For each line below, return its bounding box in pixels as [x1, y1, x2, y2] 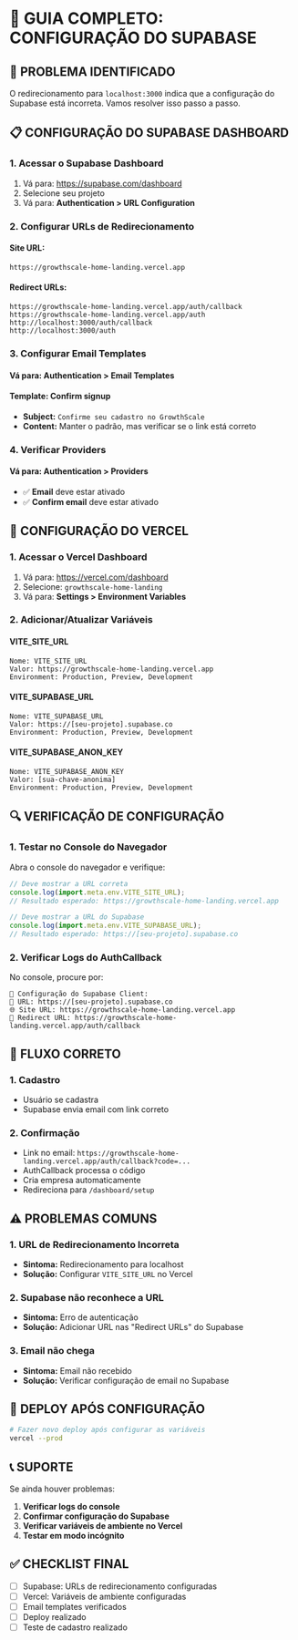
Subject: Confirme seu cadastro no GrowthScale [22, 410, 205, 422]
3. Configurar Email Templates [9, 346, 147, 359]
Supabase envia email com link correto [22, 1104, 170, 1115]
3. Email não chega [9, 1345, 96, 1357]
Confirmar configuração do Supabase [22, 1511, 170, 1521]
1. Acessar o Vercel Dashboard [9, 551, 148, 563]
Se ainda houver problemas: [9, 1483, 116, 1494]
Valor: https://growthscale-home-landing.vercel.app [9, 665, 214, 674]
